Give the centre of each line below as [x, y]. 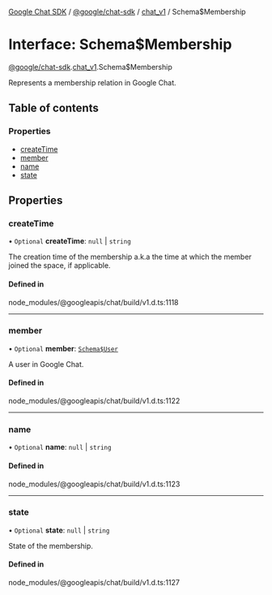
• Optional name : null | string [60, 447]
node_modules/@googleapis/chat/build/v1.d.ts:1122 [94, 401]
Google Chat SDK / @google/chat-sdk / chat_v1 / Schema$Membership [127, 12]
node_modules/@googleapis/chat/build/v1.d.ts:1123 [94, 484]
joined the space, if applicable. [59, 265]
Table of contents [53, 108]
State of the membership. [51, 545]
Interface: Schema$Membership [120, 45]
